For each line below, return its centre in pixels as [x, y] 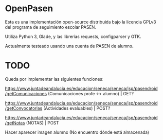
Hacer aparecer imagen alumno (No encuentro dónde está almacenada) [77, 132]
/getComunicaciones [26, 93]
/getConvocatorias [24, 108]
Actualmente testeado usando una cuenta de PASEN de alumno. [69, 46]
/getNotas [15, 122]
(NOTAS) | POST [43, 122]
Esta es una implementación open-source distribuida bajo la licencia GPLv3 [81, 22]
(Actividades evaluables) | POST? [77, 108]
